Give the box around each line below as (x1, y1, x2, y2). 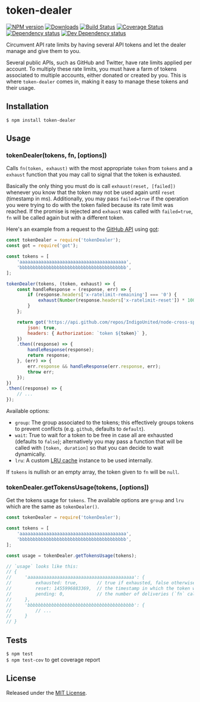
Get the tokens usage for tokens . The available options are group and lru (6, 497, 184, 504)
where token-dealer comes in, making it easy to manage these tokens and (6, 78, 189, 85)
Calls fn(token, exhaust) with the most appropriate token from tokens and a (6, 165, 193, 172)
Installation (6, 102, 49, 112)
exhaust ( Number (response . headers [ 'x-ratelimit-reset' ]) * (37, 297, 185, 303)
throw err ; (27, 369, 55, 375)
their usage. (6, 84, 36, 91)
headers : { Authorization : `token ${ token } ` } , (27, 330, 148, 336)
